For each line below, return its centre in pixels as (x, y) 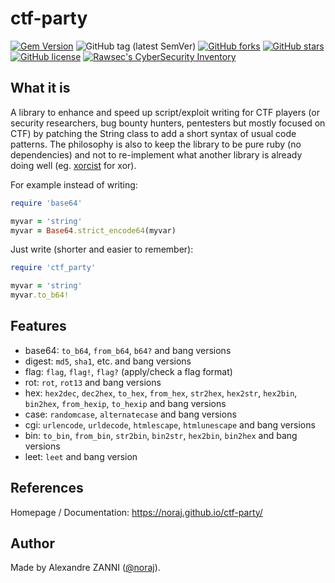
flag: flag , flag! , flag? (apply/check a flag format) (128, 371)
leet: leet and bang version (81, 456)
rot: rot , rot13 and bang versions (93, 382)
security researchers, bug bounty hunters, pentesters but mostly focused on (168, 123)
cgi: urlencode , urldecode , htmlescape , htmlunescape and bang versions (170, 424)
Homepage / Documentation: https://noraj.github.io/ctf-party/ (136, 512)
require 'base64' (46, 203)
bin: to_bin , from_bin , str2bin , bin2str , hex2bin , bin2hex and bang (161, 435)
